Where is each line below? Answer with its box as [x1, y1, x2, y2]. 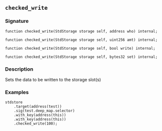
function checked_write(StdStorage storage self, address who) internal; [5, 29, 158, 34]
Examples [5, 89, 29, 95]
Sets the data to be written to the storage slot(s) [5, 76, 101, 82]
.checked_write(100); [14, 121, 57, 126]
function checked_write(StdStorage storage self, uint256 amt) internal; [5, 37, 158, 42]
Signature [5, 18, 29, 24]
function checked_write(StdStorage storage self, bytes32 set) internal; [5, 54, 158, 59]
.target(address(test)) [14, 104, 62, 109]
